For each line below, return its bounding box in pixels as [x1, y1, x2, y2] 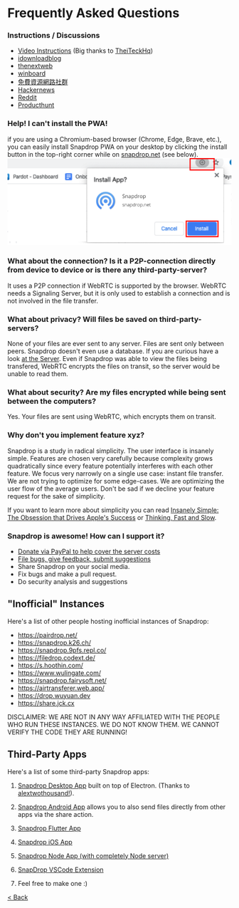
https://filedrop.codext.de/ [17, 653, 96, 662]
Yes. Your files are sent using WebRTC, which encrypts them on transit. [7, 412, 217, 421]
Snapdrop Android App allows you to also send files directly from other [17, 803, 226, 811]
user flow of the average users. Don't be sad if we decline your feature [7, 484, 215, 493]
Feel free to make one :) [17, 879, 87, 887]
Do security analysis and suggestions [17, 577, 128, 585]
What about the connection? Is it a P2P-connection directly [7, 256, 216, 266]
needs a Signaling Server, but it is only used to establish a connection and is [7, 288, 230, 297]
